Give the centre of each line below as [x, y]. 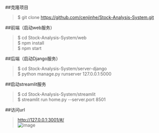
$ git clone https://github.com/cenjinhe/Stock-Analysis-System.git [85, 17]
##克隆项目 [17, 7]
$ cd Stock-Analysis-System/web [52, 37]
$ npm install [31, 43]
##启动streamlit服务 [26, 84]
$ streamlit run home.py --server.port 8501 [61, 99]
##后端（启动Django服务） [33, 58]
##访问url [15, 110]
